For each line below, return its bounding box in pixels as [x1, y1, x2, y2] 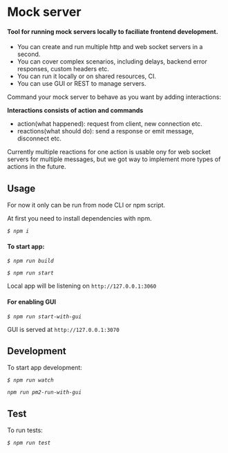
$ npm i [7, 228, 30, 235]
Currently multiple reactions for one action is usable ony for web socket [7, 148, 211, 156]
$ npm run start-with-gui [7, 313, 82, 320]
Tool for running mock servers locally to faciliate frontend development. [7, 27, 219, 35]
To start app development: [7, 364, 83, 372]
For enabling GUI [7, 298, 57, 306]
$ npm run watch [7, 377, 54, 384]
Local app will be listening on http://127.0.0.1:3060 [7, 281, 157, 290]
